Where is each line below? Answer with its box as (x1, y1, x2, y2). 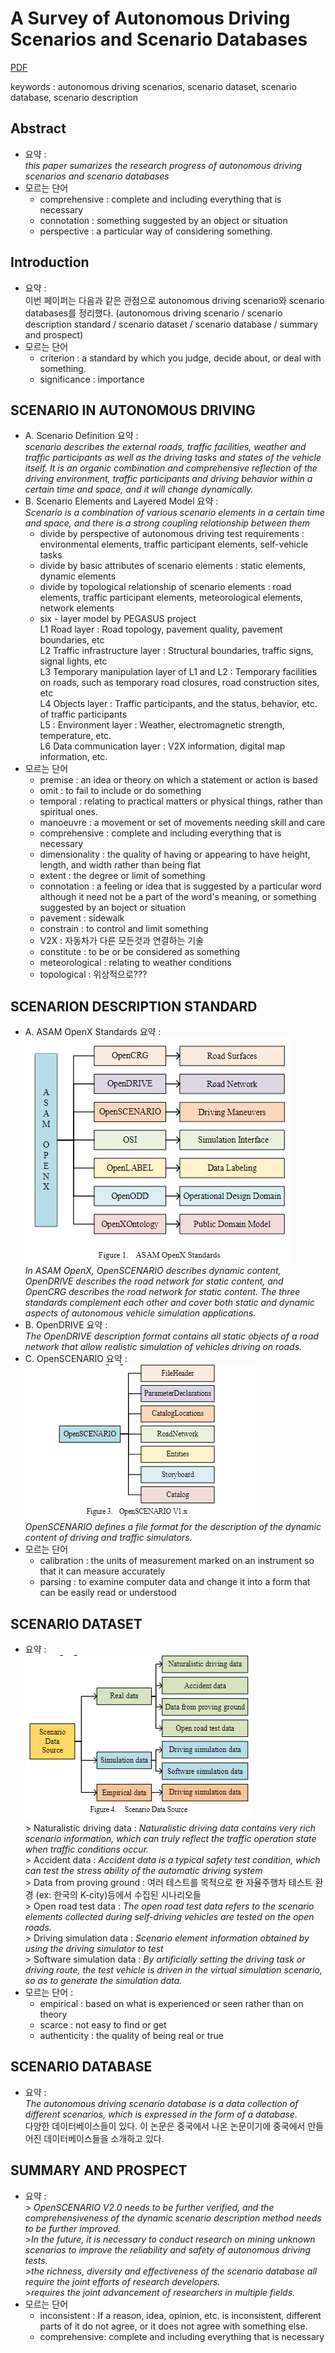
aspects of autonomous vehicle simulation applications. (24, 1307, 257, 1319)
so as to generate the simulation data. (24, 1975, 183, 1986)
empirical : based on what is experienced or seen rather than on (39, 1998, 304, 2009)
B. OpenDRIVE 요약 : (24, 1319, 108, 1331)
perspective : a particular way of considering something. (39, 225, 273, 237)
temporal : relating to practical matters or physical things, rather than (39, 795, 323, 807)
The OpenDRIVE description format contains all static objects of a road (24, 1330, 320, 1342)
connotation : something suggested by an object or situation (39, 214, 288, 226)
